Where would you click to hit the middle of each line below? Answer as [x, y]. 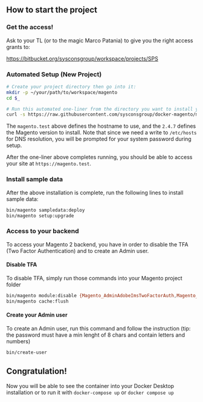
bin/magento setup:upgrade [40, 216]
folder [14, 285]
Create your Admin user [37, 315]
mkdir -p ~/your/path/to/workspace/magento [62, 92]
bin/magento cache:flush [37, 301]
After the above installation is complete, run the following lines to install [95, 193]
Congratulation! [37, 371]
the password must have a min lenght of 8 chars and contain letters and [96, 335]
